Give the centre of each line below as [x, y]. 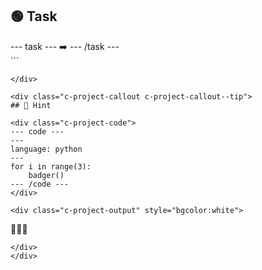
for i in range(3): [51, 166]
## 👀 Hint [31, 105]
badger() [46, 175]
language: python [46, 149]
